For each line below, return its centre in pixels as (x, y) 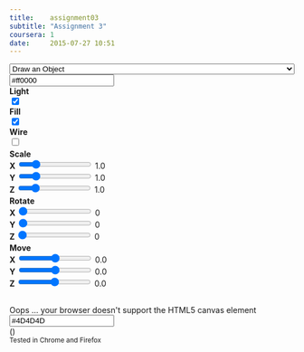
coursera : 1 (32, 34)
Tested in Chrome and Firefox (55, 340)
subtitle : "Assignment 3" (58, 26)
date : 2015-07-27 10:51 (62, 43)
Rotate (22, 201)
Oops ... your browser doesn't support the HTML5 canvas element (133, 310)
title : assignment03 (54, 18)
